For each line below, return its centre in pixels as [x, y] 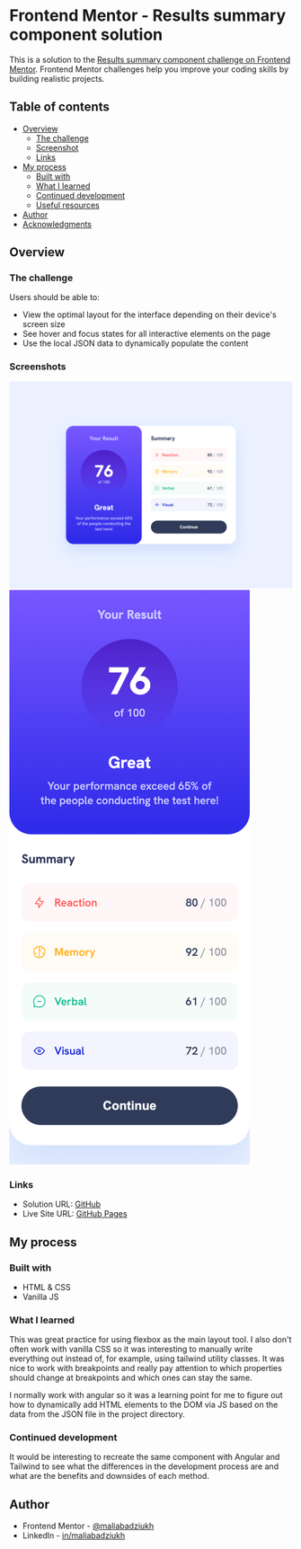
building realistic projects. [57, 78]
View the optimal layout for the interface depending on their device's [149, 314]
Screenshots [38, 367]
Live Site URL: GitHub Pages [75, 1214]
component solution [86, 35]
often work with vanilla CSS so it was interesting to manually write [131, 1350]
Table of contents [59, 107]
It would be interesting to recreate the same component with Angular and [145, 1457]
